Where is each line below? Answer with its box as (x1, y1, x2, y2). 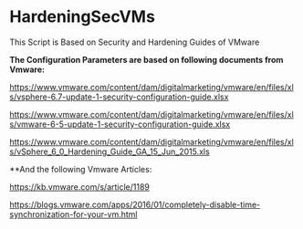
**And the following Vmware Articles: (9, 163, 152, 174)
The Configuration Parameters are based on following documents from (9, 54, 284, 65)
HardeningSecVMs (9, 6, 155, 27)
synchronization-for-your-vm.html (9, 208, 138, 220)
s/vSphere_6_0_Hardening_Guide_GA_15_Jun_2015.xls (9, 146, 210, 157)
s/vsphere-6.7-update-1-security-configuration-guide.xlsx (9, 91, 229, 102)
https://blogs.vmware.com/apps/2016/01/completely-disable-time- (9, 199, 261, 210)
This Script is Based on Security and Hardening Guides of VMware (9, 36, 260, 47)
